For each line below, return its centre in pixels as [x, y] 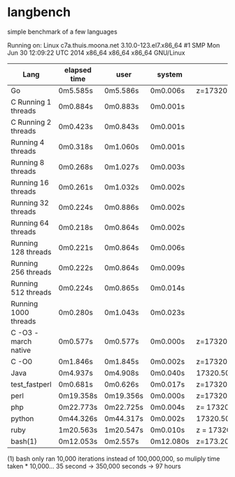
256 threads [31, 272]
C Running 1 [31, 102]
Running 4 [28, 142]
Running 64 [30, 223]
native [21, 350]
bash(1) [24, 441]
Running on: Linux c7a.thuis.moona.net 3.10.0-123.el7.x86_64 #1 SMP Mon [114, 45]
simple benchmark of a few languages [62, 32]
